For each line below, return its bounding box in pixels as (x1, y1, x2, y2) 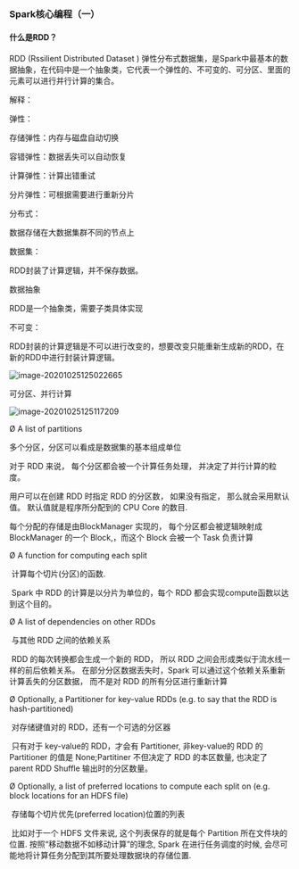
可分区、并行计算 (9, 388, 72, 399)
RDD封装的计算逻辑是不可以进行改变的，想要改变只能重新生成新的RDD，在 (9, 341, 285, 352)
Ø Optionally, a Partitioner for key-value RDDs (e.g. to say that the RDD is (9, 694, 278, 705)
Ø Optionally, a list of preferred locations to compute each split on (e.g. (9, 781, 270, 791)
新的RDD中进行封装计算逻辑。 (9, 352, 120, 363)
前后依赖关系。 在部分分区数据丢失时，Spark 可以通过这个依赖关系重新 (24, 665, 286, 675)
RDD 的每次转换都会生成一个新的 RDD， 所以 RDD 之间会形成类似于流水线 (11, 654, 283, 665)
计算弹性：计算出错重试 (9, 170, 96, 181)
